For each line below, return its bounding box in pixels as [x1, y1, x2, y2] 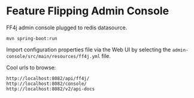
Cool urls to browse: [6, 64, 56, 71]
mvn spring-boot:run [6, 35, 58, 41]
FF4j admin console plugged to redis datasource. [6, 24, 128, 31]
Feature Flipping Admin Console [6, 4, 169, 18]
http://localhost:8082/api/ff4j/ [6, 75, 90, 81]
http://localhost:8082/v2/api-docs [6, 85, 95, 92]
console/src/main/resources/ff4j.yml [6, 53, 101, 59]
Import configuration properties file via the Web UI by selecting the [6, 46, 171, 53]
